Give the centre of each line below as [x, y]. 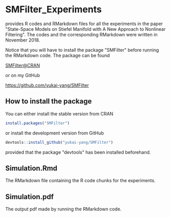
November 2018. [23, 40]
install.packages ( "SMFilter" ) [38, 123]
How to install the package [49, 101]
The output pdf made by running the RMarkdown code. [63, 209]
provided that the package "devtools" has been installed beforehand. [78, 152]
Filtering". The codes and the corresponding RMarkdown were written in [81, 34]
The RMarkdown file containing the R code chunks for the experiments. [80, 181]
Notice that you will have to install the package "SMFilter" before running [82, 50]
